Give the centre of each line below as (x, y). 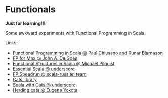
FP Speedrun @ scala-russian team (50, 74)
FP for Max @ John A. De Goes (45, 58)
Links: (11, 43)
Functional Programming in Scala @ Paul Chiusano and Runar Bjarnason (88, 53)
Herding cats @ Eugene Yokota (45, 90)
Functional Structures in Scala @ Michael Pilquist (64, 63)
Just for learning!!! (25, 23)
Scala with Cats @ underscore (44, 85)
